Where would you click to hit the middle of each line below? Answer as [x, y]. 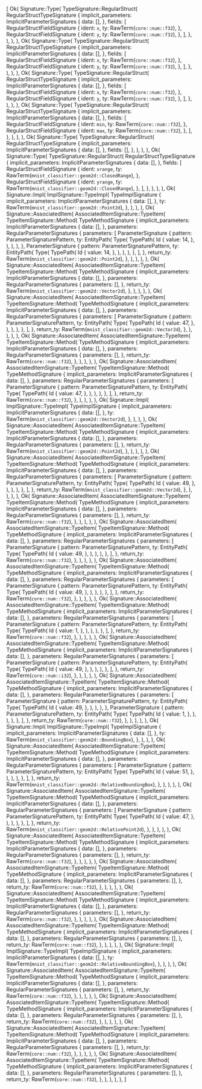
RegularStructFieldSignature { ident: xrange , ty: [64, 169]
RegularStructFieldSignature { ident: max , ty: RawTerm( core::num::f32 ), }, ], [99, 130]
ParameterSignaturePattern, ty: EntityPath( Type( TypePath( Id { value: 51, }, [100, 771]
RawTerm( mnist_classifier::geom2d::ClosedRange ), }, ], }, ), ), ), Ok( [91, 188]
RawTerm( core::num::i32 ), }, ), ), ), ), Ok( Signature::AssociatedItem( [91, 675]
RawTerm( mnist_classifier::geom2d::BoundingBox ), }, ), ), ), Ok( [86, 739]
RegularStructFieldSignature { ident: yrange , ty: [64, 182]
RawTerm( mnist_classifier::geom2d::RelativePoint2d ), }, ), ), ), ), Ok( [93, 829]
